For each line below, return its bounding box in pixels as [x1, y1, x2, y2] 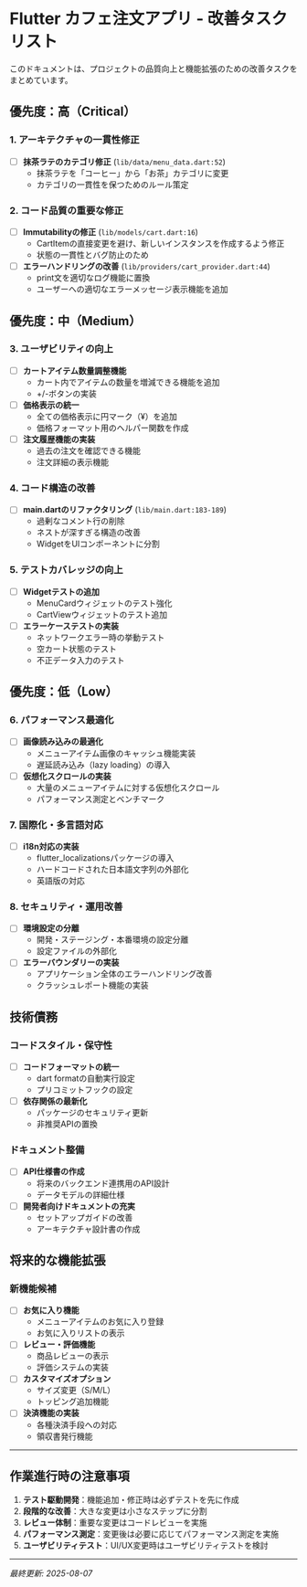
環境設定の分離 [22, 923, 79, 934]
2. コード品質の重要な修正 [9, 204, 124, 217]
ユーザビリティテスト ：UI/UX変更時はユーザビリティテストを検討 [22, 1540, 269, 1551]
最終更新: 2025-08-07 [9, 1568, 93, 1579]
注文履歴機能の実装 [22, 433, 96, 444]
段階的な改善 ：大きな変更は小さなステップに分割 [22, 1506, 207, 1517]
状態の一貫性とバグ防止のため [36, 249, 149, 260]
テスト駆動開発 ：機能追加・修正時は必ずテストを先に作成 [22, 1495, 239, 1506]
